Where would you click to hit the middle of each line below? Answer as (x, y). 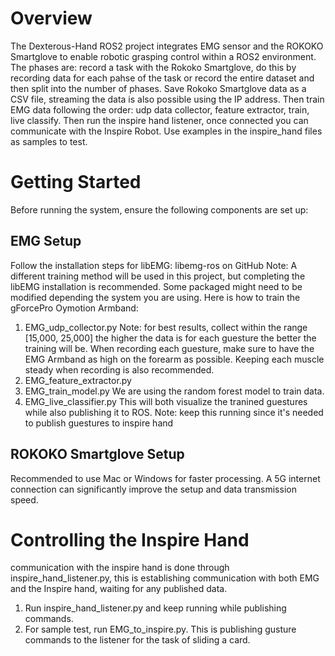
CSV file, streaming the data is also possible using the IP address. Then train (167, 99)
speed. (24, 499)
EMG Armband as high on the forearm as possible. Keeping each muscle (174, 359)
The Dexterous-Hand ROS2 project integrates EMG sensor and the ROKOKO (167, 46)
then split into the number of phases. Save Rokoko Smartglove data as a (158, 88)
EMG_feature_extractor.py (78, 380)
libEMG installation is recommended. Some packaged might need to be (156, 286)
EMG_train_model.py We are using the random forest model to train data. (174, 391)
